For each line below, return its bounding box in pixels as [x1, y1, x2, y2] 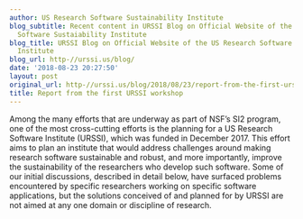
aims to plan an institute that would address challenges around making [9, 141, 271, 153]
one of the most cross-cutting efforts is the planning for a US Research [9, 123, 273, 133]
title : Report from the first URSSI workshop [9, 88, 183, 97]
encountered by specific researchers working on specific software [9, 180, 257, 191]
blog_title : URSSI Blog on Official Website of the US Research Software [9, 38, 293, 48]
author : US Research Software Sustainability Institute [9, 13, 224, 23]
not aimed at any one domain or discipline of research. [9, 199, 212, 210]
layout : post [9, 72, 59, 81]
